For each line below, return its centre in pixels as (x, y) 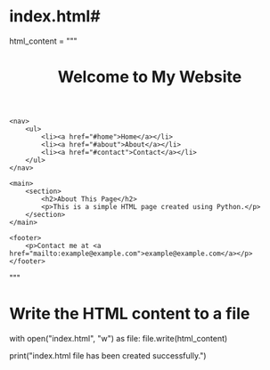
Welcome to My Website (150, 77)
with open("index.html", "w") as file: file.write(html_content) (119, 339)
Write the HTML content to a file (130, 314)
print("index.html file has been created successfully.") (108, 356)
